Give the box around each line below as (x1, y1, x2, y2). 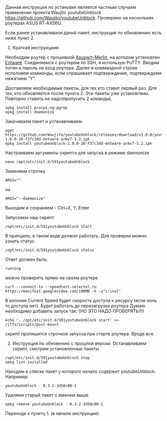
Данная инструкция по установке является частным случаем (5, 4, 137, 10)
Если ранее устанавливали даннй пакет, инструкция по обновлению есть (5, 30, 162, 35)
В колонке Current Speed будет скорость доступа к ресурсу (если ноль (5, 298, 158, 303)
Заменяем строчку (5, 168, 46, 174)
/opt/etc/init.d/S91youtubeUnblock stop (5, 355, 90, 360)
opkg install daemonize (5, 109, 55, 114)
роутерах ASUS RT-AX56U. (5, 20, 62, 26)
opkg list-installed (5, 360, 48, 365)
